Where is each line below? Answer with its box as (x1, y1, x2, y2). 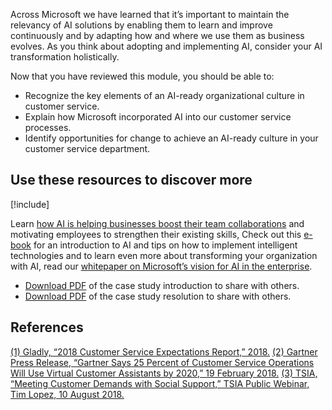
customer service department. (24, 143, 151, 154)
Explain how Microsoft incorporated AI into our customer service (24, 111, 292, 123)
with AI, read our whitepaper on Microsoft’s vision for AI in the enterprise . (10, 260, 313, 272)
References (10, 319, 84, 336)
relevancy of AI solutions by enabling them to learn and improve (10, 19, 273, 31)
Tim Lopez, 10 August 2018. (10, 388, 125, 400)
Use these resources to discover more (10, 172, 253, 189)
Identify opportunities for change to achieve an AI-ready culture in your (24, 132, 319, 144)
